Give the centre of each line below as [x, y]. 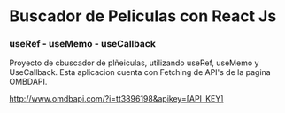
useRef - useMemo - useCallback [83, 44]
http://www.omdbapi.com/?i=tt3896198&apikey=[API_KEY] [116, 99]
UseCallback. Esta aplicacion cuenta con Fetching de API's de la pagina [140, 72]
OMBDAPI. [28, 82]
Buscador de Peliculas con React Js [143, 16]
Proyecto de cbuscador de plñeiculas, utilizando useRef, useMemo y [134, 63]
